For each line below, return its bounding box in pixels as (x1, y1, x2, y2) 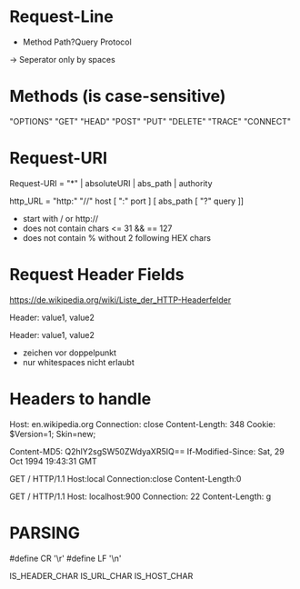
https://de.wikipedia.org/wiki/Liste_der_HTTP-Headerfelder (9, 294, 232, 305)
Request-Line (9, 6, 114, 27)
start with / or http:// (22, 213, 99, 224)
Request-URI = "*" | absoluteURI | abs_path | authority (9, 177, 213, 188)
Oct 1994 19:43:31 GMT (9, 455, 97, 466)
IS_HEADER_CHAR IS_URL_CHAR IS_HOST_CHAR (9, 570, 194, 581)
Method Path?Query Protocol (22, 36, 132, 47)
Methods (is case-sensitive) (9, 86, 226, 106)
